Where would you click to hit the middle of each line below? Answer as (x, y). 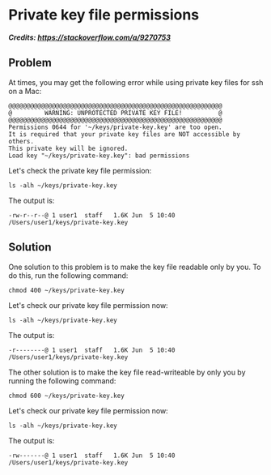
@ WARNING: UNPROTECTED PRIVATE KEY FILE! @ (115, 113)
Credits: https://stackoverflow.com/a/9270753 (90, 37)
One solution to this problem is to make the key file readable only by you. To (135, 267)
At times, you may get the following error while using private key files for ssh (136, 82)
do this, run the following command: (68, 275)
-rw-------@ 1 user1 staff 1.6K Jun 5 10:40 (92, 456)
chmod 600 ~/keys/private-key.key (67, 396)
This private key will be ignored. (68, 148)
